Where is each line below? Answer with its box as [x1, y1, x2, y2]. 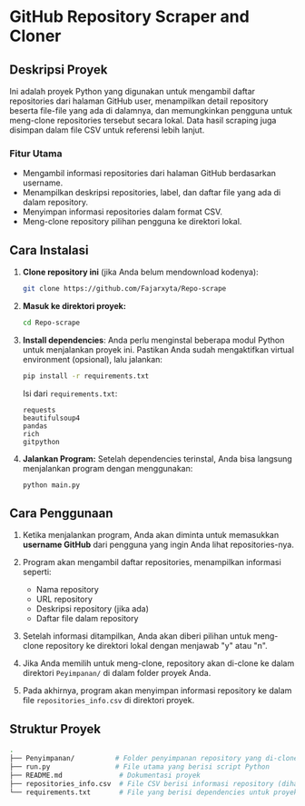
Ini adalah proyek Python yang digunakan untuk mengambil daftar [9, 86, 256, 96]
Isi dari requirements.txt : [22, 388, 118, 399]
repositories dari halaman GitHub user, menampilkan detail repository [9, 95, 269, 106]
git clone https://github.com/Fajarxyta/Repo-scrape [22, 284, 227, 294]
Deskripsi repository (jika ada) [35, 603, 150, 614]
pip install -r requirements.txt [22, 371, 150, 381]
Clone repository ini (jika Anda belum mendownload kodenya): [22, 266, 259, 278]
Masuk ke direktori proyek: [22, 300, 127, 311]
